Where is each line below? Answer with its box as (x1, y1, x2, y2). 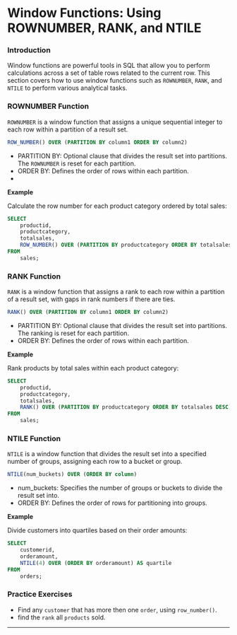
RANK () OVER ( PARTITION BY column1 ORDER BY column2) (7, 309, 169, 316)
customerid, (20, 547, 55, 554)
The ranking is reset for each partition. (17, 329, 129, 337)
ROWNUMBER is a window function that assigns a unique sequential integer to (7, 117, 223, 126)
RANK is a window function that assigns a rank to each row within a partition (7, 288, 225, 296)
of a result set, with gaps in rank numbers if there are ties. (7, 295, 176, 303)
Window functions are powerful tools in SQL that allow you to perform (7, 62, 210, 70)
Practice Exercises (7, 589, 73, 599)
